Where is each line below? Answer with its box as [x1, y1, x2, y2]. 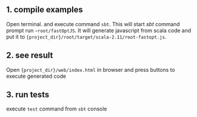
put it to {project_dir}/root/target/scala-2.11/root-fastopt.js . [6, 33, 167, 40]
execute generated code [6, 72, 67, 80]
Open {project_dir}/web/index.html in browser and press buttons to [6, 66, 176, 73]
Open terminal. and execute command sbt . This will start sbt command [6, 20, 180, 27]
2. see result [6, 50, 54, 61]
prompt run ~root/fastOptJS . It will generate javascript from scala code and [6, 27, 192, 34]
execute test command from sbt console [6, 105, 107, 112]
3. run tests [6, 90, 49, 100]
